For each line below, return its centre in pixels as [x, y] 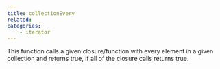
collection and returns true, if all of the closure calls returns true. [98, 59]
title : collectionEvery [41, 13]
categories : [24, 26]
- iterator [35, 32]
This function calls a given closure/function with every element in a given [110, 51]
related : [20, 20]
